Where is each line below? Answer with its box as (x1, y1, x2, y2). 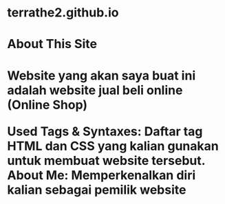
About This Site (7, 36, 98, 52)
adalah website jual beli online (7, 82, 183, 98)
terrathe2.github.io (7, 5, 119, 21)
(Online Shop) (7, 97, 88, 113)
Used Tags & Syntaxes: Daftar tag (7, 124, 203, 139)
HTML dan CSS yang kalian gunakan (7, 138, 219, 154)
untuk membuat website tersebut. (7, 152, 206, 168)
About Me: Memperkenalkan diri (7, 167, 196, 183)
